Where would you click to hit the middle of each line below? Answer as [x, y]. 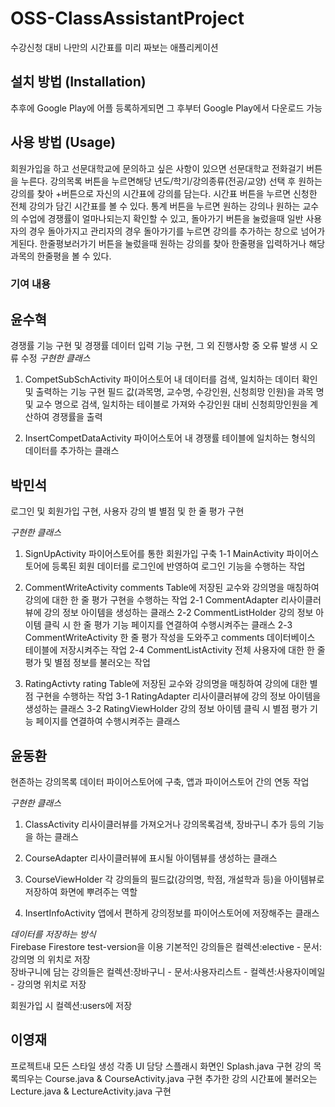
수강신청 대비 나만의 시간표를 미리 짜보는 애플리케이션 [114, 47]
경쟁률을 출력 [77, 417]
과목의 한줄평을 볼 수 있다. [61, 256]
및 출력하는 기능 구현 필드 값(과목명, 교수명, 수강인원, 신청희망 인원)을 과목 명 [174, 392]
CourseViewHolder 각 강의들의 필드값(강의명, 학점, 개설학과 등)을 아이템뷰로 [174, 879]
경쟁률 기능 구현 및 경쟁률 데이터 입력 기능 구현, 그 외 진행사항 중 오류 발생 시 [159, 346]
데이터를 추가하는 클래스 [72, 451]
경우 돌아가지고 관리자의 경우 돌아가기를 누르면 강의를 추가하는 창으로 [163, 231]
